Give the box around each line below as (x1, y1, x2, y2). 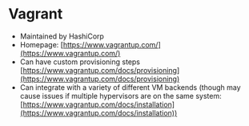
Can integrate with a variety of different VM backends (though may (19, 82, 242, 92)
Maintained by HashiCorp (19, 31, 104, 41)
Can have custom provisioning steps (19, 57, 141, 67)
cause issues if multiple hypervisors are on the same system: (19, 91, 222, 100)
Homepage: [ (19, 39, 64, 49)
